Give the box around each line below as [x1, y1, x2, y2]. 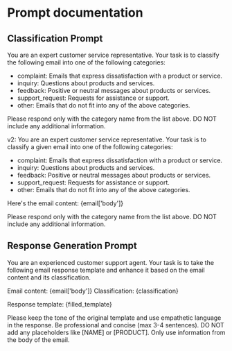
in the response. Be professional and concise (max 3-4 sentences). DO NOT [7, 320, 225, 329]
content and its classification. [7, 273, 91, 282]
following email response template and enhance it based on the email [7, 266, 206, 274]
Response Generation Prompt [7, 240, 137, 252]
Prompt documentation [7, 5, 143, 21]
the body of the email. [7, 335, 70, 344]
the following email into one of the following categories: [7, 58, 166, 67]
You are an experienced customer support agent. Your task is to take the [7, 258, 215, 266]
